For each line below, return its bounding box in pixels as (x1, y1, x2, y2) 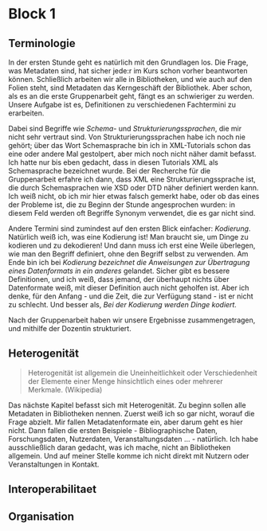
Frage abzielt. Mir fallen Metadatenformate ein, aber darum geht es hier (8, 417, 243, 427)
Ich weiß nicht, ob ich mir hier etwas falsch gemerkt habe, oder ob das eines (8, 192, 260, 201)
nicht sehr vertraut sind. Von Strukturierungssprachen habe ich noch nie (8, 132, 245, 142)
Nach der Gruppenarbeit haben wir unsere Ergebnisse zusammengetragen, (8, 315, 256, 325)
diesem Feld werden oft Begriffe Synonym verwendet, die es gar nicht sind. (8, 209, 256, 217)
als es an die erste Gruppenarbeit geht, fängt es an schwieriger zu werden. (8, 92, 255, 100)
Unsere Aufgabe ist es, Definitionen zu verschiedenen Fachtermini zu (8, 100, 237, 109)
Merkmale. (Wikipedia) (27, 385, 103, 394)
